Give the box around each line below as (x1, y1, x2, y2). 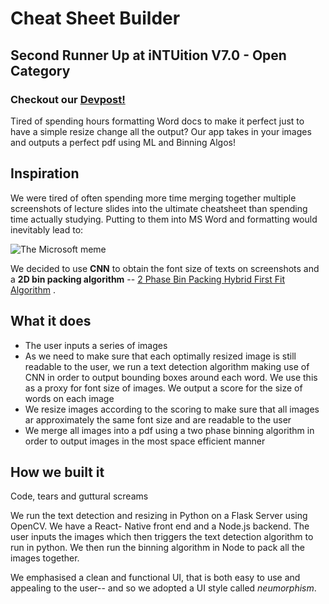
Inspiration (10, 165, 80, 182)
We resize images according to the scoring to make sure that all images (24, 403, 320, 415)
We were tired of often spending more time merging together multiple (10, 192, 297, 204)
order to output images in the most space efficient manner (24, 435, 266, 447)
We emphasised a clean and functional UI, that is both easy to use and (10, 572, 301, 584)
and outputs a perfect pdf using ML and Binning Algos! (10, 136, 236, 148)
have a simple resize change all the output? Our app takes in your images (10, 125, 312, 137)
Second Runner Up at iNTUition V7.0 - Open (10, 47, 287, 64)
